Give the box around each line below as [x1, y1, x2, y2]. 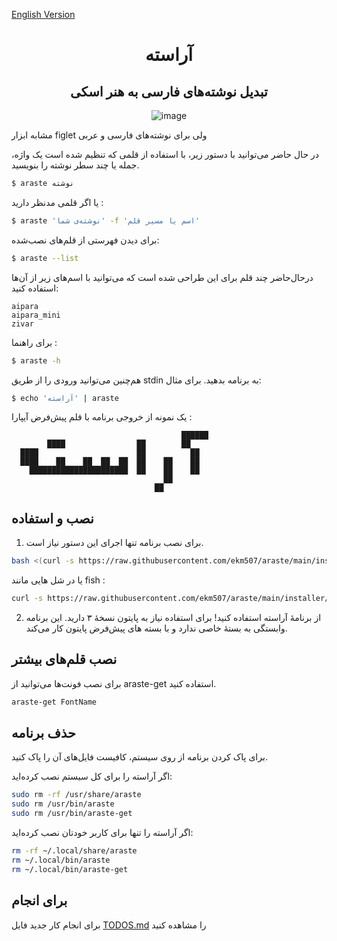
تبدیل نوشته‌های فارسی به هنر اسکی [70, 83, 268, 100]
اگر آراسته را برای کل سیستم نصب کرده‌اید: [11, 770, 173, 783]
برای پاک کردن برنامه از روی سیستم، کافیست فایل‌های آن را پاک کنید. [11, 751, 268, 763]
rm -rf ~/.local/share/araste [11, 846, 138, 856]
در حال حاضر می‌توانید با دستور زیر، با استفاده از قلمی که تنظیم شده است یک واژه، [11, 149, 319, 160]
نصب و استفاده [11, 510, 94, 527]
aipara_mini [11, 310, 61, 320]
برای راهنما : [11, 336, 58, 348]
